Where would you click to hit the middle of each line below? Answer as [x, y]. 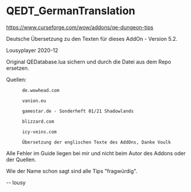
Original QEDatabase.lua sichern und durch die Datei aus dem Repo [89, 62]
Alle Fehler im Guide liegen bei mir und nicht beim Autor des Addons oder [96, 153]
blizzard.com [38, 121]
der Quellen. [21, 159]
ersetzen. [18, 68]
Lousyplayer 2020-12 [32, 50]
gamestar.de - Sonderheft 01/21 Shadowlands [78, 111]
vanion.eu [34, 101]
